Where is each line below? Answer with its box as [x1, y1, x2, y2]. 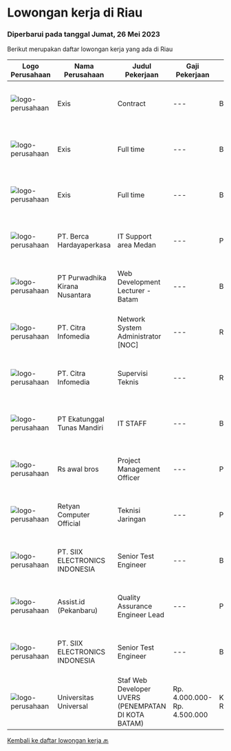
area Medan [117, 240, 157, 250]
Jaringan [117, 514, 146, 524]
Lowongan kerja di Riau [7, 5, 143, 21]
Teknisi [117, 505, 141, 515]
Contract [117, 99, 146, 108]
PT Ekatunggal [57, 414, 104, 424]
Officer [117, 473, 140, 483]
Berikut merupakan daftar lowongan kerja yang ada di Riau [7, 45, 173, 53]
